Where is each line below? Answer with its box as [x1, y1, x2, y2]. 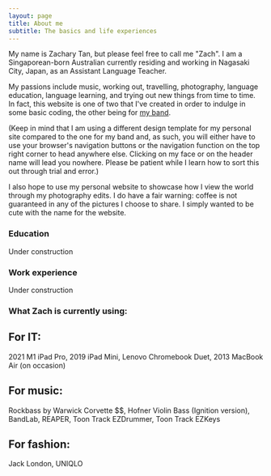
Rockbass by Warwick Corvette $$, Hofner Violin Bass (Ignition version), [8, 406, 251, 415]
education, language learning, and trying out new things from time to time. [8, 91, 256, 100]
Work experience [8, 266, 78, 278]
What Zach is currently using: [8, 305, 128, 317]
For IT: [8, 330, 42, 344]
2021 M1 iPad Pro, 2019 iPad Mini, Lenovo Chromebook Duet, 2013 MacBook [8, 351, 264, 361]
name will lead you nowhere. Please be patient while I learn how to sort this [8, 158, 260, 168]
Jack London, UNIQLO [8, 459, 83, 469]
